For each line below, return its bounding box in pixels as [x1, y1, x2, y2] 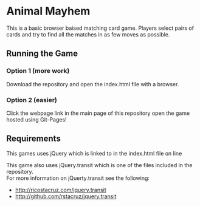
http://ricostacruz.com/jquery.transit [15, 186, 106, 193]
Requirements [6, 134, 61, 144]
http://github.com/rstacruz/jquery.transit [15, 193, 117, 200]
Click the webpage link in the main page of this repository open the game [6, 109, 190, 117]
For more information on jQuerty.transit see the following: [6, 174, 150, 182]
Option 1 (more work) [6, 67, 70, 75]
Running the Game [6, 49, 78, 59]
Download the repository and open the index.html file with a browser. [6, 80, 179, 88]
